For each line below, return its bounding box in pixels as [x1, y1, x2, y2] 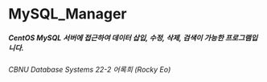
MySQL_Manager [8, 5, 127, 23]
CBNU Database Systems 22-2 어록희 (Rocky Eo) [8, 65, 171, 75]
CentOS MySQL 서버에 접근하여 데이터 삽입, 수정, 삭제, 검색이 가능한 [8, 33, 224, 43]
